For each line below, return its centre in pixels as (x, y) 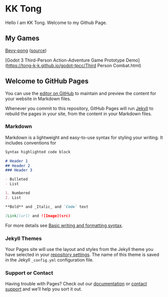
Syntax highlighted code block (38, 152)
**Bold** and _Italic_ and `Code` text (47, 207)
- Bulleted (17, 179)
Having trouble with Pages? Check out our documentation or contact (76, 284)
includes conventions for (31, 143)
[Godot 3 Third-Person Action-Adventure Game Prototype (65, 60)
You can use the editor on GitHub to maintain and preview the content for (81, 93)
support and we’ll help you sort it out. (44, 289)
